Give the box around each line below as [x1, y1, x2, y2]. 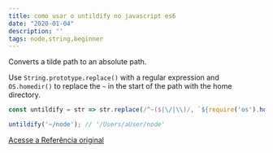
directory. [8, 90, 41, 100]
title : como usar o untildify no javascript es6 [8, 11, 176, 20]
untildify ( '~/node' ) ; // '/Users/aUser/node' [8, 120, 165, 129]
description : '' [8, 27, 63, 35]
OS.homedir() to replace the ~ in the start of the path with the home [8, 81, 232, 91]
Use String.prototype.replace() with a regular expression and [8, 72, 219, 82]
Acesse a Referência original [8, 135, 104, 145]
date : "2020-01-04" [8, 20, 75, 28]
